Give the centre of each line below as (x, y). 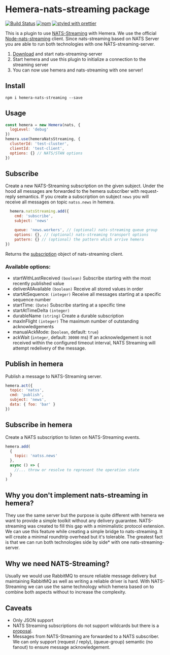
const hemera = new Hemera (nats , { (43, 125)
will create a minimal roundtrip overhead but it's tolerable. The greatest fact (84, 537)
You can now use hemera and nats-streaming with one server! (78, 70)
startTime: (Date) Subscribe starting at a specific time (69, 305)
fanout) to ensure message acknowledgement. (61, 647)
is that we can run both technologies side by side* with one (67, 542)
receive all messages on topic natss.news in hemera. (60, 202)
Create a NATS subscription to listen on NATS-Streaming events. (73, 437)
